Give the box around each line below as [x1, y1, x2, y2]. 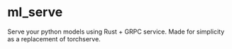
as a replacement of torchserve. [7, 34, 101, 43]
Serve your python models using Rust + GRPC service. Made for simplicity [7, 27, 225, 36]
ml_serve [7, 4, 63, 20]
